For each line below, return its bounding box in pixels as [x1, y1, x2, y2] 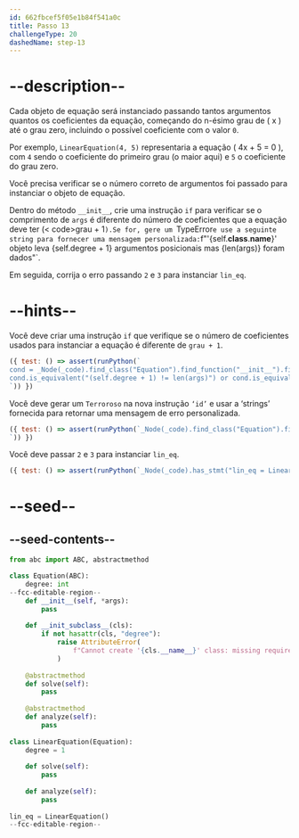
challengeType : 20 [9, 29, 77, 38]
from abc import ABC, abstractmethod [9, 555, 149, 564]
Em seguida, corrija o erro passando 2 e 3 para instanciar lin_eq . [9, 269, 246, 281]
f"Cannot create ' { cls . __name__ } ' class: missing [72, 646, 261, 655]
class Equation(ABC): [9, 571, 90, 580]
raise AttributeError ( [56, 638, 141, 647]
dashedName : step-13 [9, 37, 86, 47]
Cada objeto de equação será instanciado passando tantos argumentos [9, 106, 271, 117]
